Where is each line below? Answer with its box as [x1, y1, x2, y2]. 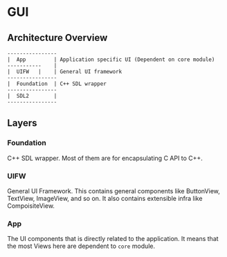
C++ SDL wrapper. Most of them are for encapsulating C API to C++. [7, 154, 203, 162]
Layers [7, 117, 37, 129]
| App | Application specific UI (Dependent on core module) [7, 56, 215, 63]
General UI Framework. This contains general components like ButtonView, [7, 186, 220, 195]
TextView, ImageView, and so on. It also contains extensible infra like [7, 194, 203, 202]
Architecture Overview [7, 32, 108, 44]
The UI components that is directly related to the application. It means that [7, 235, 219, 243]
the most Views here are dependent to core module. [7, 242, 156, 250]
